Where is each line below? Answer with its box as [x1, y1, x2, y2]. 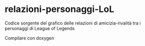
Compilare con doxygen [5, 35, 54, 41]
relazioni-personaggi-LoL [5, 3, 114, 15]
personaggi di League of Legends [5, 25, 75, 31]
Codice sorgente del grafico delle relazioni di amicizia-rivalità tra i [5, 20, 141, 26]
